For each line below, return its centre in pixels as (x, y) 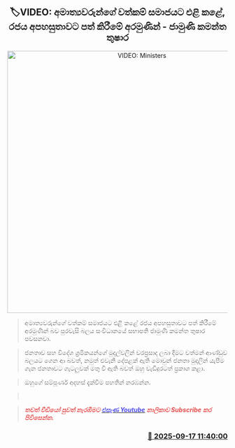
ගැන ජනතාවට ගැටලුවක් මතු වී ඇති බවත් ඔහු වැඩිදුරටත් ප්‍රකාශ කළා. (114, 368)
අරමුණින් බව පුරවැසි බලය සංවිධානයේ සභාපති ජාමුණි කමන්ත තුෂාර (115, 331)
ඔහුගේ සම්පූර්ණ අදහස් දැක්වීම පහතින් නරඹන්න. (88, 382)
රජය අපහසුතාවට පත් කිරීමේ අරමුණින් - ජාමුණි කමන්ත (117, 27)
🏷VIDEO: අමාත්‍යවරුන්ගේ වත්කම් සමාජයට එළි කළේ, (117, 12)
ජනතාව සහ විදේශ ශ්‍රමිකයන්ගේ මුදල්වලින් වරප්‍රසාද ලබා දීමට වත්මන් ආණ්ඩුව (126, 352)
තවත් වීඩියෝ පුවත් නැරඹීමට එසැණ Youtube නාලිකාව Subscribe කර (118, 410)
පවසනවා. (37, 338)
